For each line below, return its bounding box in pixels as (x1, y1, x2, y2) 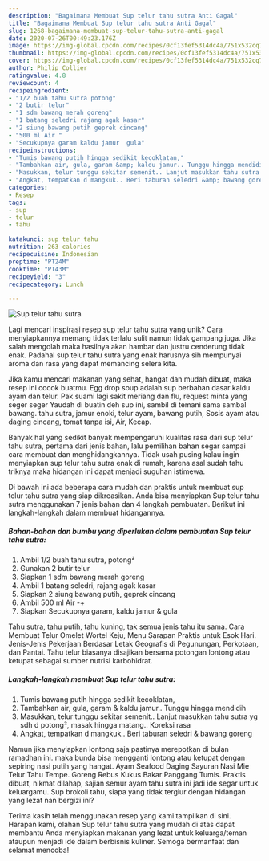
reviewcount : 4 (8, 79, 59, 87)
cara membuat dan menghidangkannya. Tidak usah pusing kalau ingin (8, 450, 239, 459)
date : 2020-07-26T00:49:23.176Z (8, 34, 116, 43)
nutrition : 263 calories (8, 243, 91, 251)
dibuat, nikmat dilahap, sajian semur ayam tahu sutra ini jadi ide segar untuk (8, 778, 259, 788)
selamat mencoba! (8, 845, 70, 855)
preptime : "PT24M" (8, 258, 70, 266)
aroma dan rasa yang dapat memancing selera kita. (8, 359, 178, 369)
